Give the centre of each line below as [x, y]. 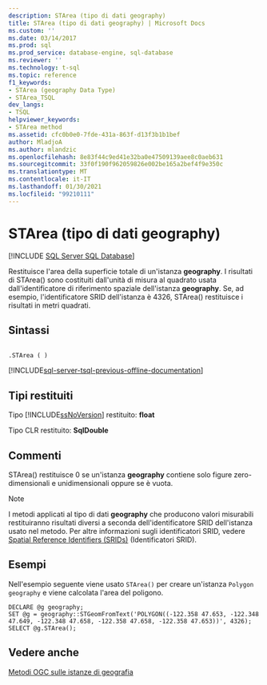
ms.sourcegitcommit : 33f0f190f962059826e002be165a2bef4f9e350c [116, 165]
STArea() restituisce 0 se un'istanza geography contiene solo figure [120, 475]
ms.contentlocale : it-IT [50, 179]
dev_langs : [26, 105]
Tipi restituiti [41, 395]
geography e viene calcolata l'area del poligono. [86, 592]
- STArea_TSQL [32, 98]
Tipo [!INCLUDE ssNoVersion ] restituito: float [82, 415]
